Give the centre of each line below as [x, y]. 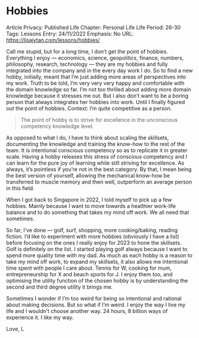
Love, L [15, 328]
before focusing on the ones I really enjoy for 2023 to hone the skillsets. [94, 242]
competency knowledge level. [57, 126]
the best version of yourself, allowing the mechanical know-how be [88, 175]
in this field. [20, 188]
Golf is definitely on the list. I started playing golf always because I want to [97, 249]
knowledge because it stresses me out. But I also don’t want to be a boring [97, 96]
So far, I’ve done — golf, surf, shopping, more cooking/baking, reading [92, 230]
